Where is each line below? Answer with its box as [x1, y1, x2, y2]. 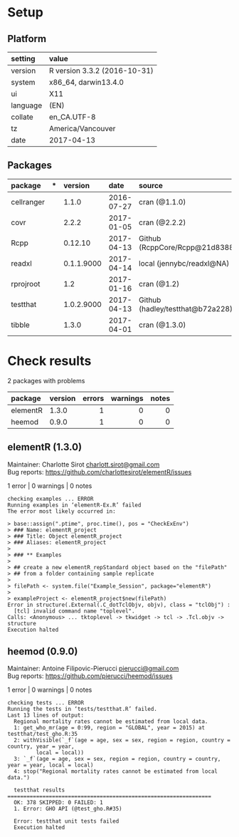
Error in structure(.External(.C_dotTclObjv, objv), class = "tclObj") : [7, 601, 231, 608]
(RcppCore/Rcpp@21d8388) [138, 242, 237, 252]
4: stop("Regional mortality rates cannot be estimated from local [14, 768, 218, 775]
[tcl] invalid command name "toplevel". [14, 607, 135, 615]
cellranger [11, 197, 45, 207]
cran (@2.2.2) [138, 217, 186, 227]
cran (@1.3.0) [138, 320, 186, 330]
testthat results [14, 786, 65, 794]
